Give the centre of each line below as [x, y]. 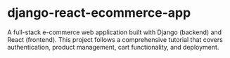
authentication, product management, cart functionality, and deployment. [113, 47]
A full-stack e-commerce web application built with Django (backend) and [115, 32]
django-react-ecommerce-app [99, 13]
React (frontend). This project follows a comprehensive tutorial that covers [115, 39]
